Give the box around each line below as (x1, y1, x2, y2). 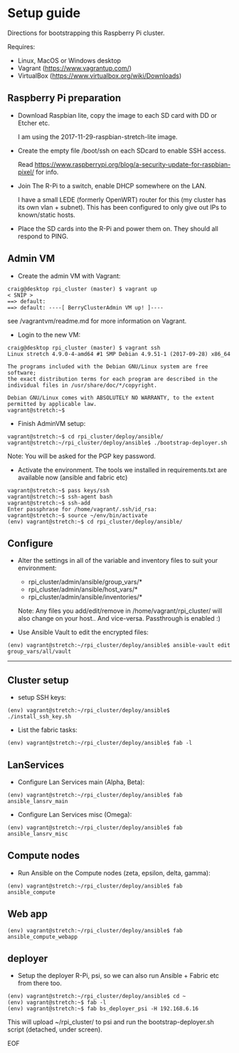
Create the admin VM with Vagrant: (17, 271, 121, 280)
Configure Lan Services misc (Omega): (17, 810, 132, 818)
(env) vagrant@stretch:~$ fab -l (7, 999, 107, 1007)
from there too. (17, 979, 63, 987)
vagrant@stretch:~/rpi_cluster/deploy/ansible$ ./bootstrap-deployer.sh (7, 439, 228, 447)
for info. (35, 168, 59, 176)
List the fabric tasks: (17, 726, 78, 734)
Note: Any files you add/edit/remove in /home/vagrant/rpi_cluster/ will (17, 606, 223, 615)
